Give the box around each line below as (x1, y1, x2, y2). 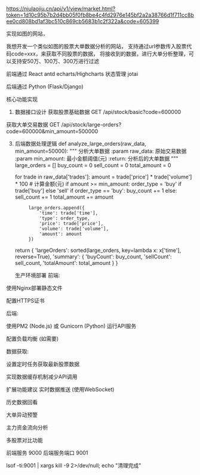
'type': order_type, (39, 215, 91, 221)
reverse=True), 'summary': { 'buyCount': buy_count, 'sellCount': (14, 253, 172, 260)
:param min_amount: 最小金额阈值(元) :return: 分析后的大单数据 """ (14, 155, 179, 162)
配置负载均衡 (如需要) (6, 335, 59, 342)
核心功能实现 (6, 95, 38, 103)
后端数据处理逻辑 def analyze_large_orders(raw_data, (14, 140, 146, 147)
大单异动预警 (6, 411, 38, 418)
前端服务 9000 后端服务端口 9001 (6, 449, 88, 456)
